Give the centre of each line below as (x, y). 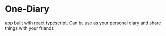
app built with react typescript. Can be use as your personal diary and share (83, 23)
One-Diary (27, 9)
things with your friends (29, 28)
